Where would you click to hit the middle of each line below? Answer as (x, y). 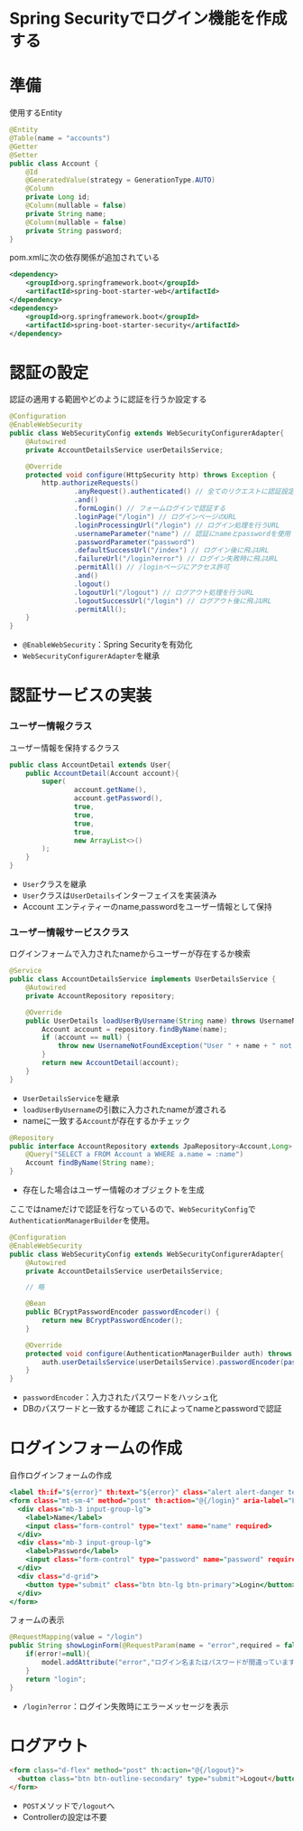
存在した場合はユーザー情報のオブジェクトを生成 (113, 1190)
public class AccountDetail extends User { (90, 765)
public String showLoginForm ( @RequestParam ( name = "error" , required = (145, 1646)
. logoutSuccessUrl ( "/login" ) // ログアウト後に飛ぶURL (173, 601)
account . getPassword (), (119, 798)
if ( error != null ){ (58, 1654)
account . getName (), (110, 790)
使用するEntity (36, 113)
